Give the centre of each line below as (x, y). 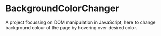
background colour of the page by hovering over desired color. (71, 27)
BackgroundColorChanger (62, 9)
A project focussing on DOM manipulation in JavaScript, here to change (81, 22)
